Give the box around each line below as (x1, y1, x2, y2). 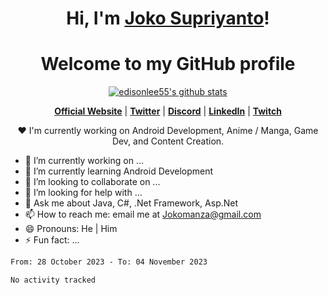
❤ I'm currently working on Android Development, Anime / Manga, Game (17, 125, 319, 137)
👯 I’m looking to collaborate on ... (24, 176, 161, 188)
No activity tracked (10, 275, 97, 285)
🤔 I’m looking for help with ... (24, 187, 143, 199)
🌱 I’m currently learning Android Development (24, 165, 214, 177)
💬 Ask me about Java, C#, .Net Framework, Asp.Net (24, 197, 239, 209)
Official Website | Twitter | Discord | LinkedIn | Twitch (54, 105, 282, 117)
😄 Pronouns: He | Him (24, 223, 118, 235)
